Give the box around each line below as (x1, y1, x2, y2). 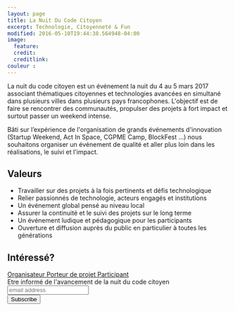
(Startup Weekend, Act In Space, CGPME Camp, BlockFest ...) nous (7, 133, 203, 141)
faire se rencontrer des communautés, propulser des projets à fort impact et (7, 104, 228, 112)
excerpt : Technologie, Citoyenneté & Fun (7, 23, 131, 30)
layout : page (7, 10, 46, 18)
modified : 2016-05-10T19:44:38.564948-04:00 (7, 29, 140, 37)
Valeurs (7, 168, 42, 180)
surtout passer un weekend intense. (7, 112, 111, 120)
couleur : (7, 62, 37, 70)
